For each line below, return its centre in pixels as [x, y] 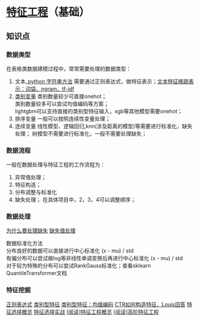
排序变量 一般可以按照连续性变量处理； [62, 118]
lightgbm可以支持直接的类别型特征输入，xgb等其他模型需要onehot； [99, 111]
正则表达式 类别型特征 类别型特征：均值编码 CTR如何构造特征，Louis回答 [96, 304]
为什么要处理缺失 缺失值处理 [41, 231]
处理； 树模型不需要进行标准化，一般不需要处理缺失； [81, 133]
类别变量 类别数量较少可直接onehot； [61, 96]
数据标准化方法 [24, 243]
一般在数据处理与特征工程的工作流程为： [56, 165]
